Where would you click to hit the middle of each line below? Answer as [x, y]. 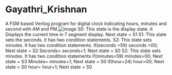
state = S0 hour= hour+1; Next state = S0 [49, 67]
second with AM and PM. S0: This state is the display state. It [79, 29]
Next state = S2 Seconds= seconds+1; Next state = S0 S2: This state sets [83, 51]
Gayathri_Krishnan [46, 9]
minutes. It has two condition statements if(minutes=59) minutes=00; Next [84, 56]
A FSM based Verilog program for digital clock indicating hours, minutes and [86, 23]
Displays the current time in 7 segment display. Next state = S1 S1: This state [86, 34]
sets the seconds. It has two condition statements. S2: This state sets [79, 40]
